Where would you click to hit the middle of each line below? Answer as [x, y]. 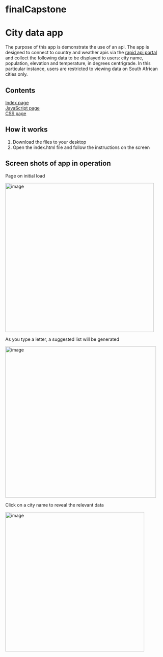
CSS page [16, 113]
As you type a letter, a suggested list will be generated [62, 339]
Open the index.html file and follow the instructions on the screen [81, 147]
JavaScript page [22, 108]
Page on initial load [25, 176]
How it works [26, 130]
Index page [17, 102]
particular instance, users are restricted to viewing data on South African [81, 69]
